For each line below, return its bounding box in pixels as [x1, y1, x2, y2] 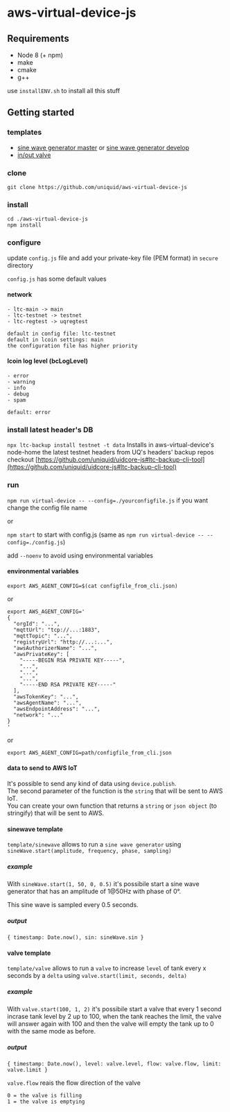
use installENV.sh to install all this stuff [7, 87, 121, 95]
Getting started [7, 106, 75, 119]
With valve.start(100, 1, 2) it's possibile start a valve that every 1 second [7, 1005, 222, 1013]
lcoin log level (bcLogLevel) [7, 357, 89, 366]
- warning [7, 378, 36, 385]
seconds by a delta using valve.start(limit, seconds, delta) [7, 972, 188, 980]
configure [7, 238, 42, 247]
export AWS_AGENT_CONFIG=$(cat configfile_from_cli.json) [7, 582, 178, 589]
